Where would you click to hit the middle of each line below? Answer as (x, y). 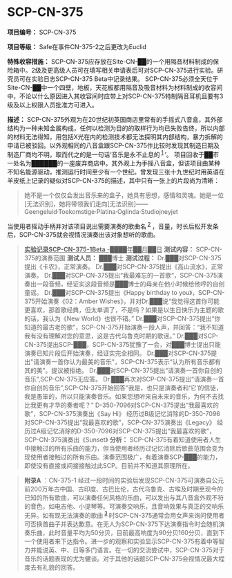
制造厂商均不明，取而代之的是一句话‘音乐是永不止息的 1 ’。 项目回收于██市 (113, 154)
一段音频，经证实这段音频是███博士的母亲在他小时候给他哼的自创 (130, 284)
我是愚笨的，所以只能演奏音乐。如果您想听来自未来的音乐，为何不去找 (124, 397)
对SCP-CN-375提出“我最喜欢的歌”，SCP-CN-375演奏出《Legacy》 (119, 422)
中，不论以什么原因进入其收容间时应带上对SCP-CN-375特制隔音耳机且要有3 (115, 96)
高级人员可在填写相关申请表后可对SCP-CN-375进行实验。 (135, 70)
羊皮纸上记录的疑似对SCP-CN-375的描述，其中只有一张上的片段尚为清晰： (113, 180)
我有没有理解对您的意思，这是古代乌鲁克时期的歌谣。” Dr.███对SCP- (121, 336)
